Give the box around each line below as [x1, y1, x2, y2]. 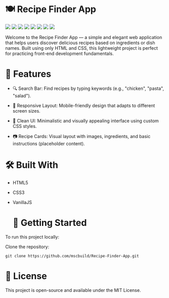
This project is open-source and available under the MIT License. [5, 287, 141, 293]
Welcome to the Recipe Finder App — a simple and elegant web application [5, 34, 162, 40]
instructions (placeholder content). [12, 140, 85, 147]
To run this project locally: [5, 234, 60, 240]
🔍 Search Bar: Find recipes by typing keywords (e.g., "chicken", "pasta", [12, 85, 164, 91]
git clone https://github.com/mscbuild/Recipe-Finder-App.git [5, 253, 139, 258]
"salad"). [12, 92, 31, 98]
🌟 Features [5, 69, 52, 80]
